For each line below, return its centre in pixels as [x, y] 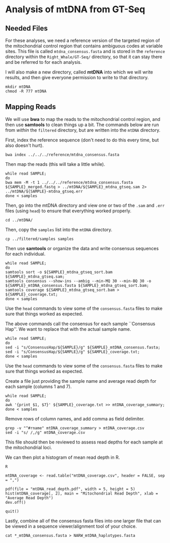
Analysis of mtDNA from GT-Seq [75, 9]
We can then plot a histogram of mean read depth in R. [63, 457]
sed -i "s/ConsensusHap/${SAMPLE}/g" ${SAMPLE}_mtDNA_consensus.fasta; [83, 347]
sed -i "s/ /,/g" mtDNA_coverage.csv [45, 432]
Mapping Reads [31, 107]
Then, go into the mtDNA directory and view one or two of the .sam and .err [85, 205]
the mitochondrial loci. [29, 447]
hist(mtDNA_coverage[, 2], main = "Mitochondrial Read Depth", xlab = [82, 493]
